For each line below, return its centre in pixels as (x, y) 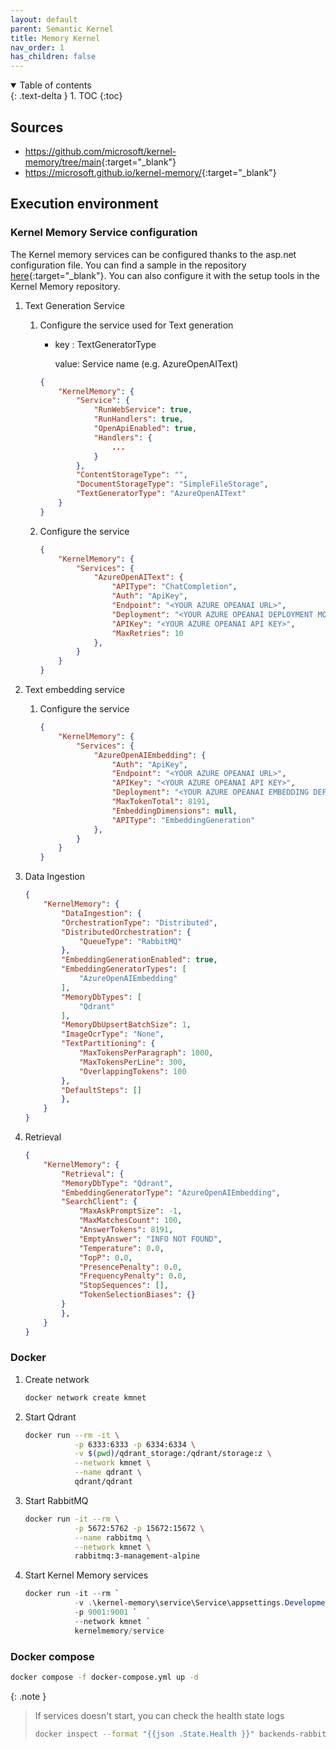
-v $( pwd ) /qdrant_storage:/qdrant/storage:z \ (173, 1454)
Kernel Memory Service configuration (104, 233)
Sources (37, 127)
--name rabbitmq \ (113, 1537)
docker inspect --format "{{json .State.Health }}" (144, 1734)
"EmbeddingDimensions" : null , (174, 811)
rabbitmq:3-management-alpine (137, 1556)
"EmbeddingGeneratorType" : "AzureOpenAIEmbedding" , (171, 1192)
